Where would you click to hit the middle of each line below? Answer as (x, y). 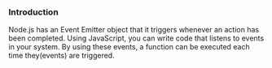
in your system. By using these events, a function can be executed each (129, 47)
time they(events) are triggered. (62, 56)
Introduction (33, 12)
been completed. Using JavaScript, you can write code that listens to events (136, 38)
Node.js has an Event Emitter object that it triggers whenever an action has (134, 30)
